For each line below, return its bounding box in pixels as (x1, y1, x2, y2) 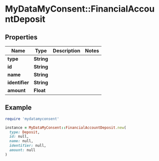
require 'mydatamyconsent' (5, 116, 59, 121)
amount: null (9, 148, 36, 153)
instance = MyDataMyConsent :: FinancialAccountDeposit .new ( (5, 125, 127, 130)
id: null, (9, 134, 29, 139)
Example (5, 103, 32, 112)
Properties (5, 33, 38, 41)
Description (53, 48, 81, 54)
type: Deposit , (9, 129, 40, 134)
